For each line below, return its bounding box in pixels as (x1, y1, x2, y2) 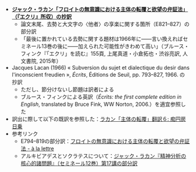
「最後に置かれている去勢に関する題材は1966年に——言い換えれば (20, 35, 183, 42)
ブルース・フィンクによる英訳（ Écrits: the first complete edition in (20, 93, 182, 100)
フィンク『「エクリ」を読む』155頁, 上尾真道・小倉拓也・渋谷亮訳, (20, 50, 182, 57)
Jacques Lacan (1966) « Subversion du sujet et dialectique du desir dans (11, 64, 190, 71)
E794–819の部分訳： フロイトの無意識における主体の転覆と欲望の (20, 138, 179, 144)
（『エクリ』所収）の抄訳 (11, 13, 72, 20)
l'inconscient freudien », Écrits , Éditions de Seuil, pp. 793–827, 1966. (11, 71, 179, 78)
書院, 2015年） (25, 57, 62, 64)
